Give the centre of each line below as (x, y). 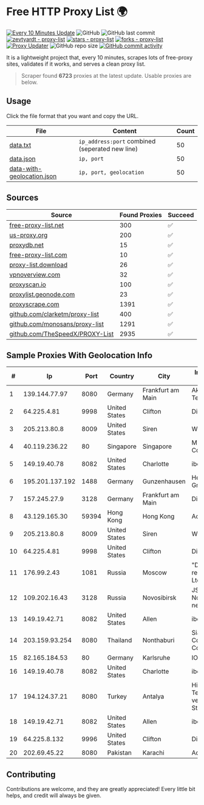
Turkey (117, 697)
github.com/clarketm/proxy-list (54, 314)
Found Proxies (141, 215)
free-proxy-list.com (39, 255)
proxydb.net (27, 245)
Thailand (120, 640)
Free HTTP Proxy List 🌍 (67, 12)
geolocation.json (33, 176)
